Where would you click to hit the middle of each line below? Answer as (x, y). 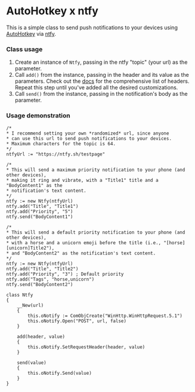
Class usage (24, 49)
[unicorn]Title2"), (30, 248)
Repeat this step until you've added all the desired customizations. (96, 88)
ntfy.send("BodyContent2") (40, 284)
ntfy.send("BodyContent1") (40, 217)
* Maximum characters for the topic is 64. (61, 144)
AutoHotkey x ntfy (52, 11)
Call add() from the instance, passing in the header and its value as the (102, 75)
